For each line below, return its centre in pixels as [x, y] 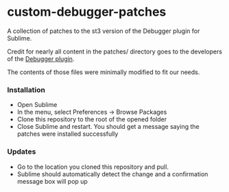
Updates [22, 152]
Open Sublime [37, 105]
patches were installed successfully [68, 134]
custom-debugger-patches [87, 12]
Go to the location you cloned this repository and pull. [93, 167]
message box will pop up [52, 181]
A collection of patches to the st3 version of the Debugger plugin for [104, 31]
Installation [26, 90]
